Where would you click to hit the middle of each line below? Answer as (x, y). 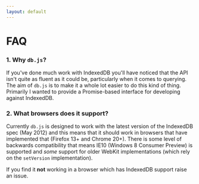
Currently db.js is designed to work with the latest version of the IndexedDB (100, 126)
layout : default (26, 12)
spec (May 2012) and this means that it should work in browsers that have (97, 133)
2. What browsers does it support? (57, 114)
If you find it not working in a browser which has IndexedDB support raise (97, 170)
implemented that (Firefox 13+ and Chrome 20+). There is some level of (94, 139)
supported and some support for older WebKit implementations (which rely (98, 152)
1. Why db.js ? (26, 60)
